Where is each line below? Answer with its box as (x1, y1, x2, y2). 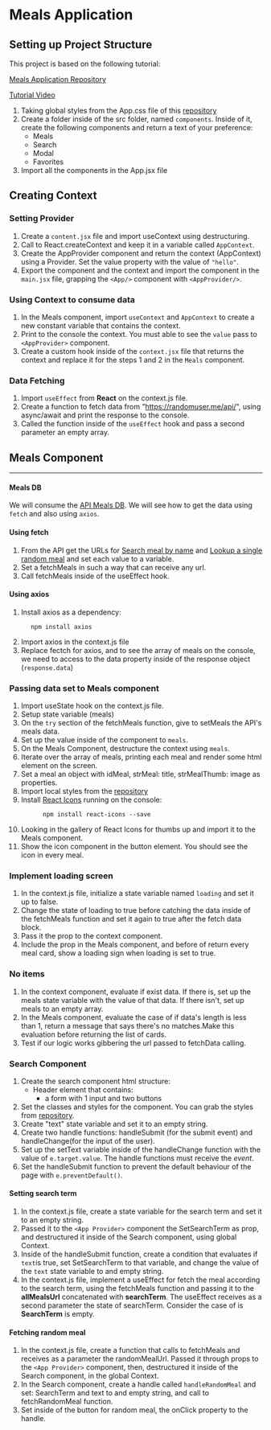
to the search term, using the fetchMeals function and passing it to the (20, 1284, 254, 1293)
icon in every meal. (20, 850, 84, 860)
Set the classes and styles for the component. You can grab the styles (20, 1102, 254, 1112)
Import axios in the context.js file (20, 637, 129, 647)
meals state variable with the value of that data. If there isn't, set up (20, 995, 244, 1005)
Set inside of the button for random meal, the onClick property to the (20, 1405, 248, 1415)
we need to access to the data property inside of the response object (20, 654, 251, 664)
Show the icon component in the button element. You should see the (20, 842, 248, 851)
